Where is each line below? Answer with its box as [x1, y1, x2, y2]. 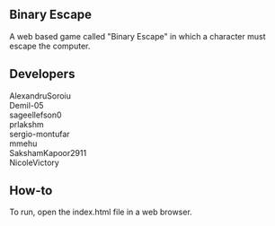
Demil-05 [9, 100, 44, 110]
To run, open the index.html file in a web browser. [9, 206, 193, 218]
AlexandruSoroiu [9, 90, 72, 101]
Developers [9, 66, 75, 82]
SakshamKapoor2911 [9, 147, 87, 158]
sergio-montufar [9, 128, 70, 139]
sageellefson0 [9, 109, 62, 120]
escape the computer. [9, 40, 91, 51]
